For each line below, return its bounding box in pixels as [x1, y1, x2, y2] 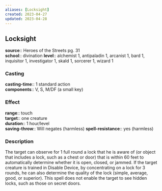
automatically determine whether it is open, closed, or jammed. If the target [5, 160, 158, 165]
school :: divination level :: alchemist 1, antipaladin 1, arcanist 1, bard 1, [5, 53, 145, 59]
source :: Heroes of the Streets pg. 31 [5, 48, 80, 54]
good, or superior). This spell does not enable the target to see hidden [5, 175, 147, 181]
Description [5, 138, 34, 145]
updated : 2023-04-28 [5, 16, 48, 21]
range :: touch [5, 110, 33, 116]
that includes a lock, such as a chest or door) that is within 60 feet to [5, 154, 144, 160]
